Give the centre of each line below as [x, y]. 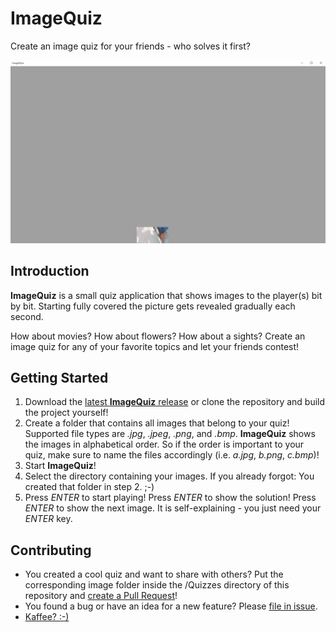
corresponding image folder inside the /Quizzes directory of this [157, 585]
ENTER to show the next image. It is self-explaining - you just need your [173, 508]
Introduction [50, 271]
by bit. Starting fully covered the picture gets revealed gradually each [153, 306]
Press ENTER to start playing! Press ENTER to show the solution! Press [170, 498]
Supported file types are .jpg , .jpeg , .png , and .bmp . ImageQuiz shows [170, 434]
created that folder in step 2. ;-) [89, 487]
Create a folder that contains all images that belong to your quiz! [157, 423]
